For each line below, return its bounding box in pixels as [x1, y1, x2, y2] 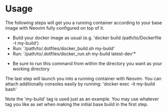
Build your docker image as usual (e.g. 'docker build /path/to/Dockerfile [12, 35, 161, 41]
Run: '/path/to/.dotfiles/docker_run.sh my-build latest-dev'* [12, 51, 136, 57]
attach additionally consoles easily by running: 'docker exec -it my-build [5, 81, 155, 87]
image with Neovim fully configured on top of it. [5, 25, 104, 31]
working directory [12, 66, 50, 72]
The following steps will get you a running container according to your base [5, 20, 162, 26]
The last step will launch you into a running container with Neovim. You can [5, 75, 161, 81]
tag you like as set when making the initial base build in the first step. [5, 101, 149, 107]
